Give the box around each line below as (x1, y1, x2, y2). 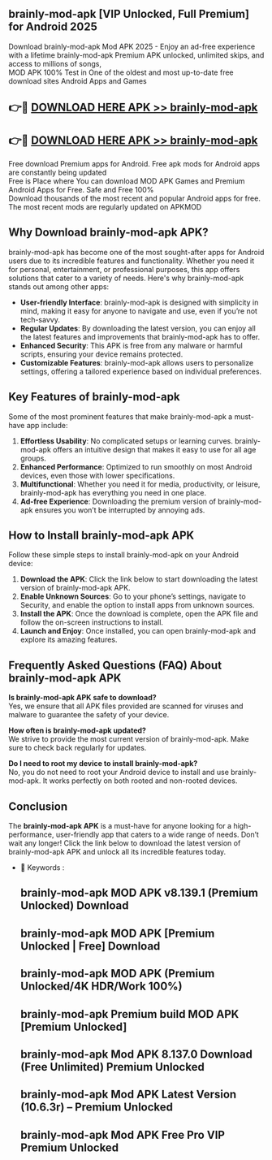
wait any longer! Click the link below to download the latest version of (8, 838, 241, 848)
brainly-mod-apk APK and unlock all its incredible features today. (8, 847, 227, 857)
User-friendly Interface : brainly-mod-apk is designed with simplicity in (19, 297, 259, 307)
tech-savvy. (19, 314, 61, 324)
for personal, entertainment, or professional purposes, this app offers (8, 264, 240, 274)
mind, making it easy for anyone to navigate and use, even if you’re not (19, 305, 258, 316)
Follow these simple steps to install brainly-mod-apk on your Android (8, 550, 240, 560)
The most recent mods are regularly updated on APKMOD (8, 202, 202, 212)
